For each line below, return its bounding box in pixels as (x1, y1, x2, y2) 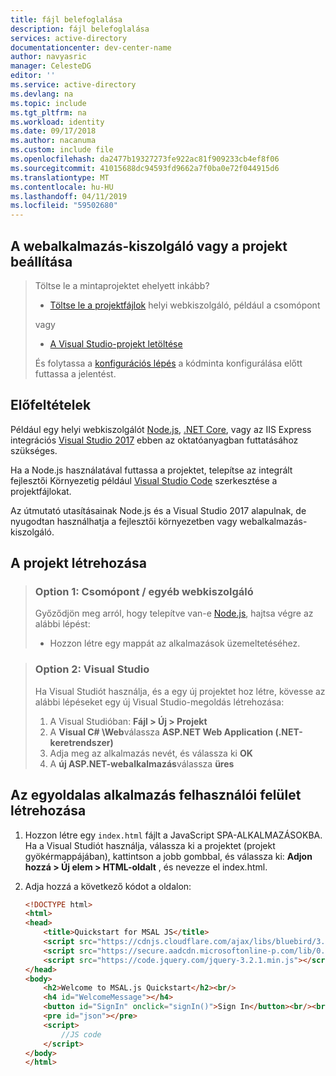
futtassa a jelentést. (34, 367, 117, 380)
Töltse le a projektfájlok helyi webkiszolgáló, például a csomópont (49, 299, 321, 311)
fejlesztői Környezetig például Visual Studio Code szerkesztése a (10, 474, 278, 486)
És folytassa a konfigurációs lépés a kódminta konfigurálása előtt (34, 357, 303, 369)
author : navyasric (10, 52, 87, 62)
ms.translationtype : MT (10, 172, 110, 183)
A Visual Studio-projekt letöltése (49, 337, 183, 350)
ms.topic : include (10, 98, 87, 108)
